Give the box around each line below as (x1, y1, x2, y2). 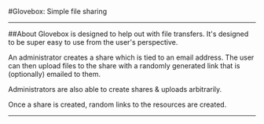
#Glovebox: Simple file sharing (8, 7, 108, 16)
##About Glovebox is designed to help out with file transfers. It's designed (8, 29, 249, 38)
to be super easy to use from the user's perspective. (8, 38, 178, 46)
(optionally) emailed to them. (8, 70, 101, 78)
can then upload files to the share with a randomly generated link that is (8, 61, 240, 70)
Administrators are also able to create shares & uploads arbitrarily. (8, 85, 222, 93)
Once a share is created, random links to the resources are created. (8, 100, 227, 109)
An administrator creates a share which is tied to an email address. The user (8, 53, 255, 62)
